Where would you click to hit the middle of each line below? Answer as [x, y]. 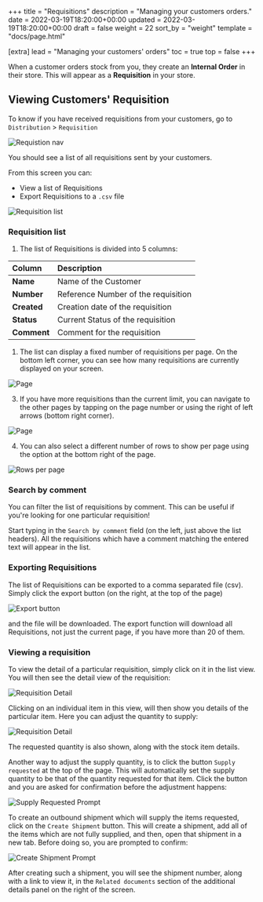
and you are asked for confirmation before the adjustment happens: [118, 787]
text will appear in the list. [50, 547]
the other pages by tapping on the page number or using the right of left [136, 407]
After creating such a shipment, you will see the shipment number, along [125, 873]
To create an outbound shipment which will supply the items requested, [124, 817]
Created [27, 307]
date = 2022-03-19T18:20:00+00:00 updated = [85, 20]
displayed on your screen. [62, 369]
